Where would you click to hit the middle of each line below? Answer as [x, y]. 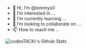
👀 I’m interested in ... [34, 13]
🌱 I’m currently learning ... [39, 18]
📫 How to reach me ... [36, 30]
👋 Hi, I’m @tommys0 [34, 8]
